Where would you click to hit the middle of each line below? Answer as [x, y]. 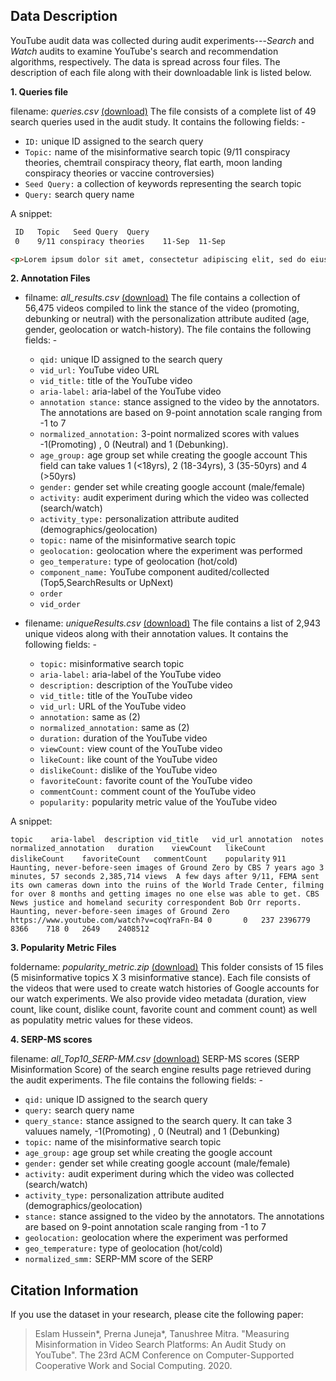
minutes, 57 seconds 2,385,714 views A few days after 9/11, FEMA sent [165, 877]
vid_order [60, 605]
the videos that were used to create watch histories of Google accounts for [165, 988]
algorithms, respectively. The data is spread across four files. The [145, 61]
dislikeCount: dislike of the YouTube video [128, 770]
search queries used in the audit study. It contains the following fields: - [158, 121]
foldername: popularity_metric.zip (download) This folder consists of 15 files [167, 967]
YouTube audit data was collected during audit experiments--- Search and [162, 40]
